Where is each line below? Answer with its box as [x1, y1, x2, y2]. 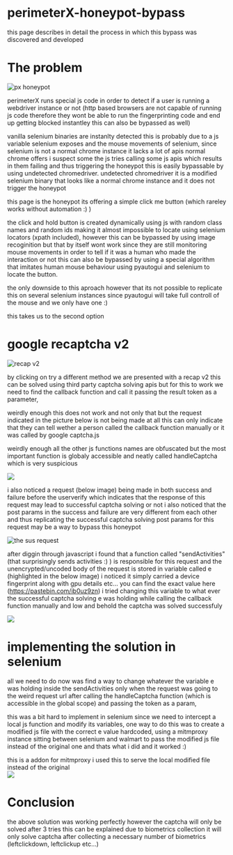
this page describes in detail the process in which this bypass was [7, 28, 197, 36]
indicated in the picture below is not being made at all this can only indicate [7, 416, 223, 424]
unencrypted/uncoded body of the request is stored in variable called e [7, 564, 212, 573]
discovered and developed [7, 35, 83, 43]
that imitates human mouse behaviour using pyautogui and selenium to [7, 263, 210, 271]
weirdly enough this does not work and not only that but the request [7, 408, 202, 417]
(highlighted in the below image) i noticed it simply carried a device [7, 571, 200, 580]
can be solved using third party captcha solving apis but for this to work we [7, 380, 224, 388]
